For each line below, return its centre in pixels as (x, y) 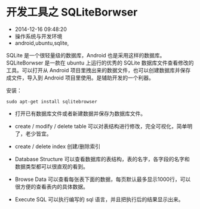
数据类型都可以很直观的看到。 (51, 166)
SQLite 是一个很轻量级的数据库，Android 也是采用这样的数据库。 (86, 55)
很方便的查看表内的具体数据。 (51, 186)
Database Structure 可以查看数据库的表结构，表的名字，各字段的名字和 (102, 159)
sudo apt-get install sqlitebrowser (52, 102)
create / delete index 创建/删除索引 (58, 146)
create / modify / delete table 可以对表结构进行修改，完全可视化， (96, 126)
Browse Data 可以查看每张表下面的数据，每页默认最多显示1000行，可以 (103, 179)
